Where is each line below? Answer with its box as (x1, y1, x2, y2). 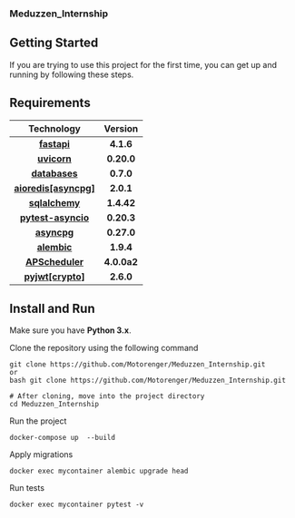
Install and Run (9, 300, 95, 316)
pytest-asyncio (19, 211, 89, 224)
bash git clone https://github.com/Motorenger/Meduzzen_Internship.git (9, 376, 286, 386)
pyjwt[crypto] (24, 270, 85, 283)
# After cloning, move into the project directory (9, 392, 205, 401)
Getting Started (9, 35, 99, 51)
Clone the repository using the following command (9, 343, 199, 354)
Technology (28, 122, 82, 134)
